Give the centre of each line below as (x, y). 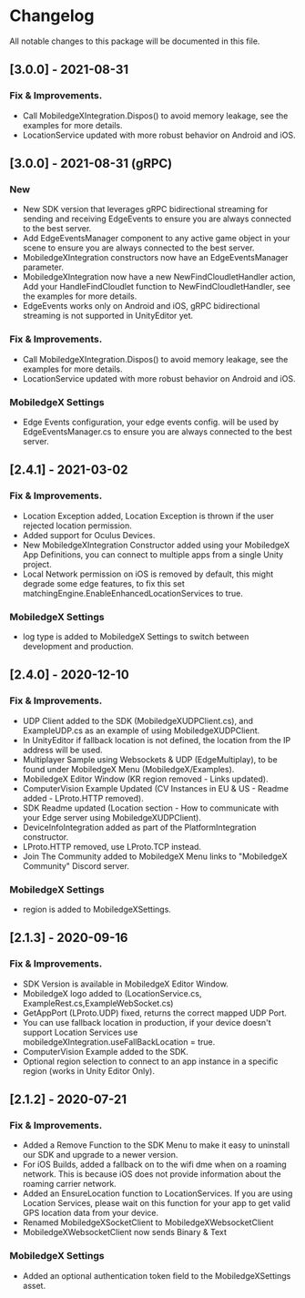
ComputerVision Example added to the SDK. (106, 1051)
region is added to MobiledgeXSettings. (97, 909)
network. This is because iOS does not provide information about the (152, 1174)
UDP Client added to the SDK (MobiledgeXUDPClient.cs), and (137, 721)
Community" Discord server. (76, 865)
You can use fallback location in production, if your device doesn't (147, 1022)
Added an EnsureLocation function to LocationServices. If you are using (158, 1193)
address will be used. (62, 750)
